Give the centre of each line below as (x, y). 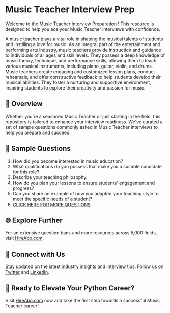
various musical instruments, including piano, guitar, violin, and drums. (79, 66)
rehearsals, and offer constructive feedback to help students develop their (83, 77)
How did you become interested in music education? (68, 161)
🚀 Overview (24, 104)
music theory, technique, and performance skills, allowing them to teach (81, 60)
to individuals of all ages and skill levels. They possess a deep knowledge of (85, 55)
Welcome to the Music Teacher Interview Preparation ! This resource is (80, 24)
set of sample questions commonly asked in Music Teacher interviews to (82, 127)
